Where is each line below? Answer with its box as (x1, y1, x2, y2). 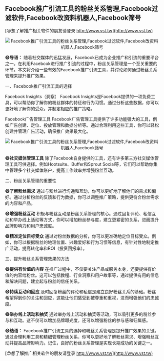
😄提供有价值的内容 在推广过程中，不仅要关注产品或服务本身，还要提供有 (5, 266, 152, 272)
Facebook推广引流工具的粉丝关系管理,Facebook (5, 4, 152, 13)
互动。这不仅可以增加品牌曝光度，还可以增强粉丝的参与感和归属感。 (13, 317, 150, 323)
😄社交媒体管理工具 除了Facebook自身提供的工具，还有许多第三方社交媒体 (5, 155, 155, 161)
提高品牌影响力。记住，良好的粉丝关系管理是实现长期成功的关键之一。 (13, 340, 155, 345)
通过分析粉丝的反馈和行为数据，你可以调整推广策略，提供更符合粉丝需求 (13, 194, 159, 200)
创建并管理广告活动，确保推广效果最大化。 (5, 128, 91, 134)
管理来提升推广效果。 (5, 73, 48, 79)
